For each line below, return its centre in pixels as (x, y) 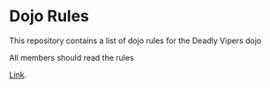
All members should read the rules (71, 57)
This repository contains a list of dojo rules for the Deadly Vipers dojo (135, 40)
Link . (18, 74)
